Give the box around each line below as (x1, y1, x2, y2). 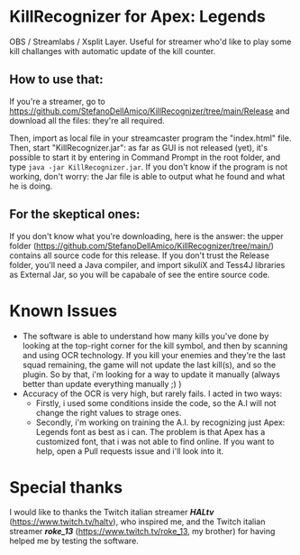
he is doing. (9, 180, 53, 191)
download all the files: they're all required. (9, 115, 165, 125)
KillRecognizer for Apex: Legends (9, 6, 266, 27)
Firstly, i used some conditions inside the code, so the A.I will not (35, 397, 277, 408)
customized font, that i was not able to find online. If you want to (35, 436, 275, 447)
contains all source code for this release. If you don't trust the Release (9, 250, 270, 261)
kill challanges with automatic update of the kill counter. (9, 45, 216, 56)
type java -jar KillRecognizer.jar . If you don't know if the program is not (9, 161, 288, 172)
